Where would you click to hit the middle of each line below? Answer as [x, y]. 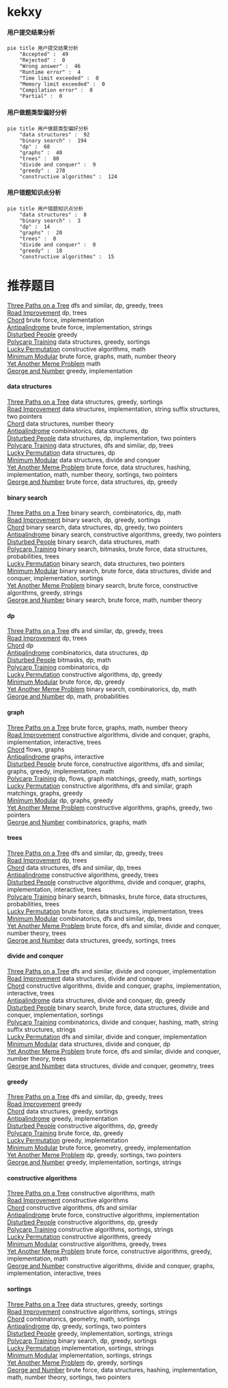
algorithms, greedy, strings [45, 593]
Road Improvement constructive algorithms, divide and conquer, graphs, [109, 734]
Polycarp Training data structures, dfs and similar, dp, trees [90, 445]
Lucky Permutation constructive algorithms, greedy [79, 1237]
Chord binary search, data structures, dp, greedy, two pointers [95, 528]
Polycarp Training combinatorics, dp [58, 667]
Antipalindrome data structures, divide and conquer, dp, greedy [96, 1000]
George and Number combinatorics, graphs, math [77, 822]
